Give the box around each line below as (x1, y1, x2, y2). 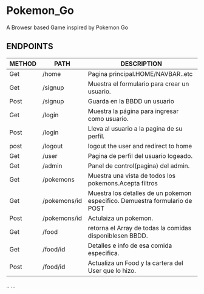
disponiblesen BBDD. (87, 231, 148, 240)
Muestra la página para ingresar (87, 107, 179, 115)
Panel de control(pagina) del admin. (87, 162, 190, 170)
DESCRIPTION (120, 59, 162, 67)
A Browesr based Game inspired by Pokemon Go (6, 24, 129, 31)
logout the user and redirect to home (87, 142, 192, 150)
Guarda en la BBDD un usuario (87, 97, 174, 105)
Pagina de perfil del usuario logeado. (87, 151, 193, 160)
